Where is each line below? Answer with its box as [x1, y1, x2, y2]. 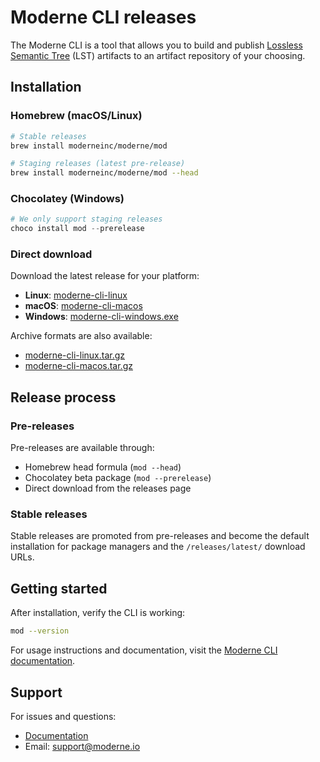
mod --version [10, 626, 70, 636]
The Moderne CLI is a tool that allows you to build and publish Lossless [10, 39, 303, 51]
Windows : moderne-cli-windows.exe [24, 311, 179, 323]
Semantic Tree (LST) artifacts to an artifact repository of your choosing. [10, 49, 306, 61]
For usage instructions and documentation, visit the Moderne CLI [10, 644, 278, 656]
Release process [10, 389, 117, 406]
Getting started [10, 580, 108, 597]
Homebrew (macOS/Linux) [10, 109, 143, 123]
